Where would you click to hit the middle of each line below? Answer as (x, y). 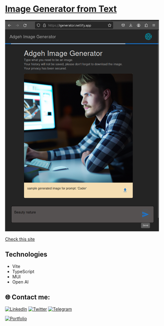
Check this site (20, 239)
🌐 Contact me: (28, 297)
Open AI (20, 282)
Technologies (26, 254)
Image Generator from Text (61, 9)
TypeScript (23, 271)
